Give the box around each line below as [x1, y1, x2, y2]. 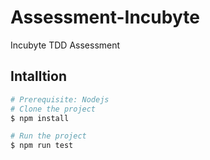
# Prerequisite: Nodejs [10, 94, 110, 105]
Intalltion [10, 68, 67, 85]
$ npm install [10, 113, 70, 123]
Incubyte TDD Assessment [10, 39, 121, 51]
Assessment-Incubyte [10, 6, 200, 29]
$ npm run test [10, 141, 74, 151]
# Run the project [10, 131, 87, 141]
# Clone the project [10, 104, 97, 114]
